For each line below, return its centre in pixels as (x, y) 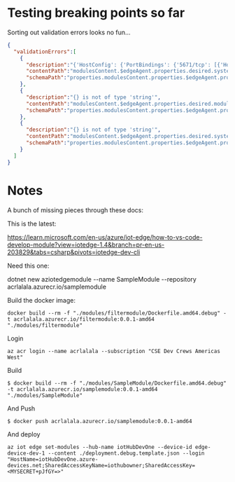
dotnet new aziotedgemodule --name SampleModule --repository (102, 279)
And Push (21, 408)
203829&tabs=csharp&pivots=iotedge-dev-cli (74, 252)
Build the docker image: (41, 300)
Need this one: (28, 266)
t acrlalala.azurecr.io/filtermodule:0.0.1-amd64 (81, 319)
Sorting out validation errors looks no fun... (69, 32)
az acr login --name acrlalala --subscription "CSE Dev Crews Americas (114, 351)
